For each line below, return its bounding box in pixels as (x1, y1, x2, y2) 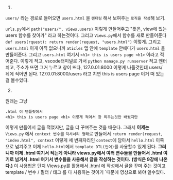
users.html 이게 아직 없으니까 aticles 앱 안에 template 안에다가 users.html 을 (5, 45, 166, 51)
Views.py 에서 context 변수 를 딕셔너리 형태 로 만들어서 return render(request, (5, 131, 163, 136)
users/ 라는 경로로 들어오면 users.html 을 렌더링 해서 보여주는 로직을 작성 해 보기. (5, 15, 166, 21)
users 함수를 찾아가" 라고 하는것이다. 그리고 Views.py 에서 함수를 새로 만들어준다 (5, 32, 167, 38)
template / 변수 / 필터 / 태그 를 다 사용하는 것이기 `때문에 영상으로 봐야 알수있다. (5, 169, 166, 175)
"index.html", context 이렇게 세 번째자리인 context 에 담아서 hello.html (5, 137, 155, 143)
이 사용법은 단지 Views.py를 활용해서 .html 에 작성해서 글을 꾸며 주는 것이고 (13, 163, 166, 169)
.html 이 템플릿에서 (5, 109, 43, 114)
